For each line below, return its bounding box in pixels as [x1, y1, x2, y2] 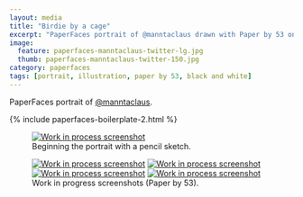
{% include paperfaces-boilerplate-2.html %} [9, 113, 178, 124]
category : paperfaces [9, 64, 91, 73]
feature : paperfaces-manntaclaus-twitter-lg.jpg [17, 47, 204, 56]
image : [9, 38, 34, 48]
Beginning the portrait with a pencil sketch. [32, 140, 191, 151]
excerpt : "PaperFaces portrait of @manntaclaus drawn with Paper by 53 [9, 30, 284, 39]
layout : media [9, 13, 63, 22]
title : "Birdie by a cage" [9, 22, 111, 31]
